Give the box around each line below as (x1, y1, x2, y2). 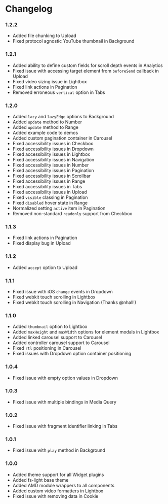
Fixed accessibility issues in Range (12, 178, 86, 184)
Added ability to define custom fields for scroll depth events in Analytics (12, 62, 163, 69)
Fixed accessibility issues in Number (12, 162, 89, 168)
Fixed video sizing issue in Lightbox (12, 78, 87, 84)
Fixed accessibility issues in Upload (12, 189, 87, 195)
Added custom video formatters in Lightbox (12, 488, 104, 494)
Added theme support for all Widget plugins (12, 472, 104, 478)
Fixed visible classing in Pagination (12, 194, 88, 200)
